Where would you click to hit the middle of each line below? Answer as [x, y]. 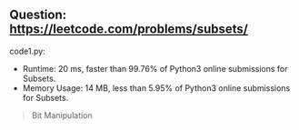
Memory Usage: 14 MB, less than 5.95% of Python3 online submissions [156, 88]
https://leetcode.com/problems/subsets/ [129, 30]
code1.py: [27, 51]
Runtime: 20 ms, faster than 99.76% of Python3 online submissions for [155, 68]
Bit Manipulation [62, 115]
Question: [38, 15]
